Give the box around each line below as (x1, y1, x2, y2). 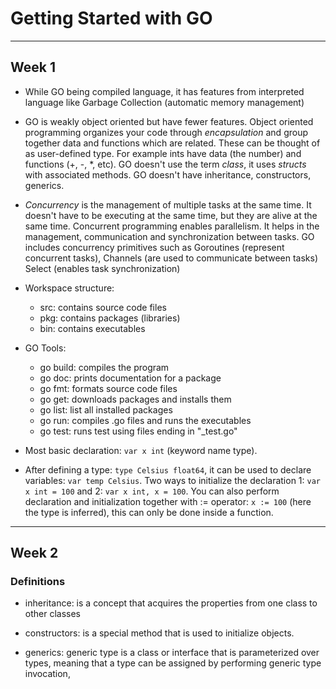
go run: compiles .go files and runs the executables (39, 414, 252, 426)
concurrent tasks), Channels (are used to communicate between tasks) (24, 252, 319, 264)
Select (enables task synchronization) (24, 262, 181, 274)
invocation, (24, 668, 71, 680)
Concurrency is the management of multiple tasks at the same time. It (24, 198, 312, 211)
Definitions (10, 575, 66, 589)
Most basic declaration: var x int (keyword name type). (24, 444, 258, 456)
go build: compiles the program (39, 361, 170, 373)
